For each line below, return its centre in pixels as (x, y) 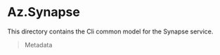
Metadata (38, 45)
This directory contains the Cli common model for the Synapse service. (110, 31)
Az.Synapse (44, 12)
